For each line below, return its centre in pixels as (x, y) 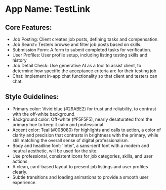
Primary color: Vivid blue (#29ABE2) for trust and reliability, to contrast (84, 109)
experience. (24, 182)
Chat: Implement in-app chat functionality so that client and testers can (85, 76)
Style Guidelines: (32, 97)
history (20, 60)
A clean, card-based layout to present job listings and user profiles (80, 166)
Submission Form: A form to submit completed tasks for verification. (82, 50)
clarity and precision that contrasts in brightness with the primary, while (85, 135)
